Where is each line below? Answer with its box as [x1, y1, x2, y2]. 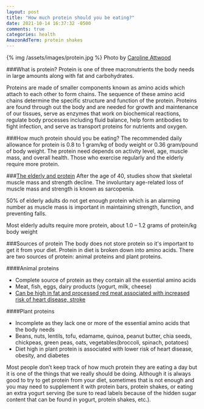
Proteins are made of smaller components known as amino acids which [6, 84, 185, 91]
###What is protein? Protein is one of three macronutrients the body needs [6, 66, 195, 73]
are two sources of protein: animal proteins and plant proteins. [6, 253, 163, 260]
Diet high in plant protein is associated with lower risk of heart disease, [15, 345, 193, 352]
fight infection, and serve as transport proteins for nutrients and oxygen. [6, 123, 188, 130]
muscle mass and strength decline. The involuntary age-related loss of [6, 179, 184, 186]
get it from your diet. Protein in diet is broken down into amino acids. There [6, 246, 194, 253]
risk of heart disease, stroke [15, 296, 86, 303]
